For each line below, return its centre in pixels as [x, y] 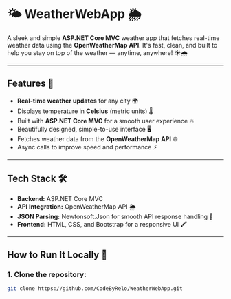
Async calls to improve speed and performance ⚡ [87, 147]
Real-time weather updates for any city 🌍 [78, 101]
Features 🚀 [31, 84]
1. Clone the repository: [47, 274]
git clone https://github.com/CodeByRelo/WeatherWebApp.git [95, 289]
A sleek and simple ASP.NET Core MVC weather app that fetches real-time [113, 38]
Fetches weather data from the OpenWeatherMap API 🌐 [97, 138]
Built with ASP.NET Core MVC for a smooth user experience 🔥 [106, 121]
